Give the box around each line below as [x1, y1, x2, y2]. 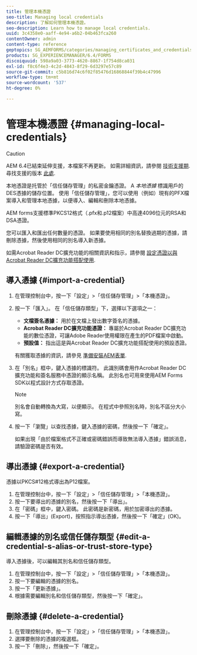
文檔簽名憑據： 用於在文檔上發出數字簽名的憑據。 [23, 317, 144, 324]
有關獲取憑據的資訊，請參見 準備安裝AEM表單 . [14, 352, 127, 359]
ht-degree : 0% [6, 85, 41, 91]
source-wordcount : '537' [6, 80, 67, 86]
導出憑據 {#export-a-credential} [6, 462, 125, 472]
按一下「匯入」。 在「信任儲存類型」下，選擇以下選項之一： [14, 305, 158, 312]
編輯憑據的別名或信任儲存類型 [6, 531, 114, 542]
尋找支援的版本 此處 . [6, 169, 56, 177]
